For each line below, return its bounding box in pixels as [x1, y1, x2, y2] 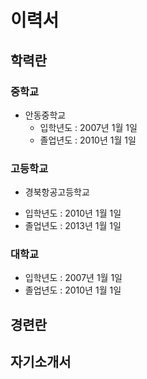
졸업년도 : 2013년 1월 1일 [24, 220, 122, 232]
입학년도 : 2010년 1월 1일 [24, 207, 122, 220]
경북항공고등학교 [24, 186, 90, 198]
